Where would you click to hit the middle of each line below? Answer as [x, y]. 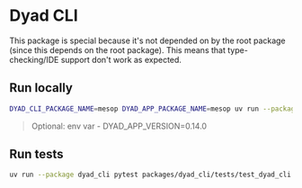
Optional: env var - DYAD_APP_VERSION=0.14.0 [119, 126]
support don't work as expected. [121, 59]
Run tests [36, 154]
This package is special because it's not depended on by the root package [147, 40]
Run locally [41, 88]
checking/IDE [34, 59]
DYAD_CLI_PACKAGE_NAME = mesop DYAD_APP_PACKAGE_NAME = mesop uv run [134, 109]
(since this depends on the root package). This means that [118, 49]
